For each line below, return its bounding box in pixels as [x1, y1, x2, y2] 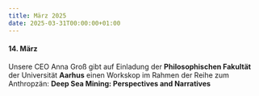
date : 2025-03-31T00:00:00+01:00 [8, 19, 121, 27]
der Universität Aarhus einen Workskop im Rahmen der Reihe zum [8, 70, 230, 80]
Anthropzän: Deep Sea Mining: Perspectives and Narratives [8, 78, 211, 88]
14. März [8, 44, 38, 54]
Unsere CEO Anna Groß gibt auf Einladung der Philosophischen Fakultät [8, 62, 252, 71]
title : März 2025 [8, 11, 67, 20]
